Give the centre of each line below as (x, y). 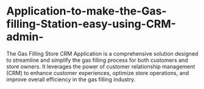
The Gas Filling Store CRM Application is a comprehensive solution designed (102, 53)
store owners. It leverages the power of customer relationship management (101, 66)
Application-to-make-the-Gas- (86, 11)
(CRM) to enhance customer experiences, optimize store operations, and (98, 73)
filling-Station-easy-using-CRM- (91, 24)
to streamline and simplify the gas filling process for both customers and (97, 60)
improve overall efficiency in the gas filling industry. (71, 79)
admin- (25, 37)
